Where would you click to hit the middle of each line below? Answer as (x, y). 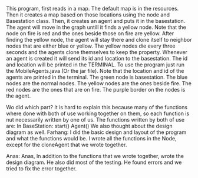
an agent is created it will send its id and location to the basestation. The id (97, 58)
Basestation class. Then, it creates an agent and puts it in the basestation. (96, 21)
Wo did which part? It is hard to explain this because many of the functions (97, 107)
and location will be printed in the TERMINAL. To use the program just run (95, 65)
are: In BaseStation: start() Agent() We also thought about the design (89, 126)
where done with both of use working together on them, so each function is (98, 113)
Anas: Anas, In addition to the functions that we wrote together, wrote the (95, 156)
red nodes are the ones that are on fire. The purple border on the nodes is (96, 90)
